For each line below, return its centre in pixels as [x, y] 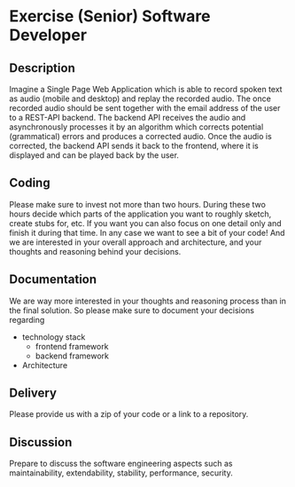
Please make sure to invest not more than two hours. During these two [137, 204]
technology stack [54, 337]
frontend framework [72, 346]
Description [42, 68]
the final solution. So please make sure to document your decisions [132, 310]
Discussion [41, 442]
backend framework [72, 356]
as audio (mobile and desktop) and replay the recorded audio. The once [140, 98]
